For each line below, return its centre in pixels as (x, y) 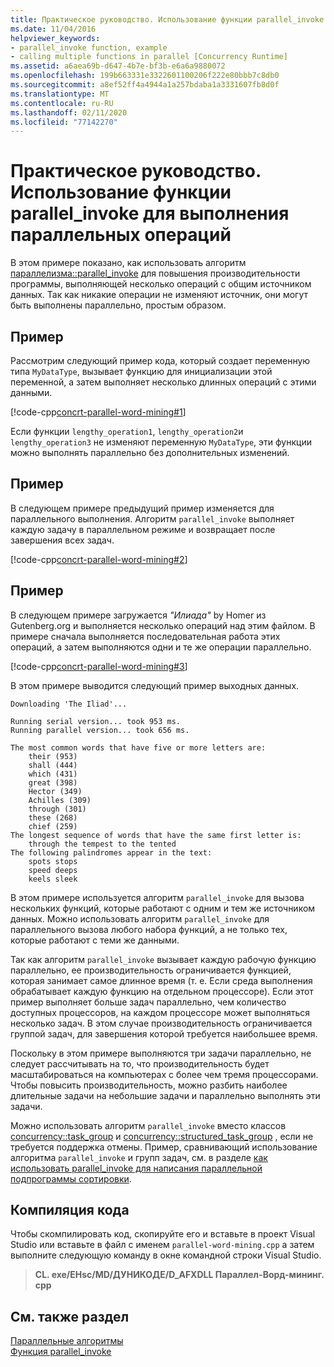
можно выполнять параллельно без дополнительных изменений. (150, 452)
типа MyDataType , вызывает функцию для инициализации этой (141, 371)
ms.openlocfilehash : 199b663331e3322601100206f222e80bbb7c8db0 (145, 76)
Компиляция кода (70, 1210)
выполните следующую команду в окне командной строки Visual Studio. (166, 1255)
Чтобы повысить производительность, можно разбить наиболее (149, 1085)
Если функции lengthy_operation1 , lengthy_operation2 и (127, 431)
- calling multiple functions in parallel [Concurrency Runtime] (149, 57)
